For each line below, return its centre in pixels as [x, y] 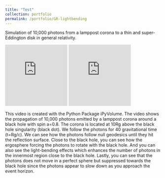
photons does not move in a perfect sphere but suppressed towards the [78, 161]
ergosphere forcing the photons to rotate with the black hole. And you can [80, 145]
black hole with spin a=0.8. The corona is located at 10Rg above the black [80, 124]
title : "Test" [20, 10]
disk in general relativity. [51, 38]
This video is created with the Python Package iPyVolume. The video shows [82, 114]
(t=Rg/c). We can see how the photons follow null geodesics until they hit [79, 135]
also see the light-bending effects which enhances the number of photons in [83, 151]
